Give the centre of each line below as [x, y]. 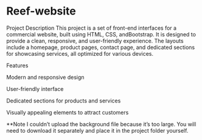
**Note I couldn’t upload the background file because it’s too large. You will [101, 124]
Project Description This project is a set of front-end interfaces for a [92, 28]
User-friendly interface [35, 88]
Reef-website [41, 11]
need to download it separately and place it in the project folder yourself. [97, 130]
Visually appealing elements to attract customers [68, 112]
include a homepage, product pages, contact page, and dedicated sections [101, 47]
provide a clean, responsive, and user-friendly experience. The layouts [95, 41]
